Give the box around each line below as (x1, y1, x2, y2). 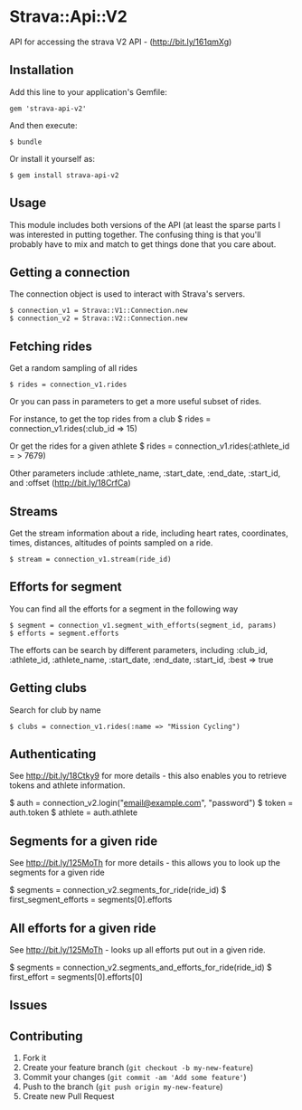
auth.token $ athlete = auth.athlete (9, 807, 138, 818)
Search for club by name (9, 704, 101, 716)
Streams (9, 504, 59, 519)
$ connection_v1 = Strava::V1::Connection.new (9, 306, 188, 316)
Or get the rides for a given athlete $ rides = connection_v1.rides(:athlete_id (9, 441, 290, 451)
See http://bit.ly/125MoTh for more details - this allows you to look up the (9, 858, 280, 868)
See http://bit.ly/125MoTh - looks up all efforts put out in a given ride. (9, 944, 266, 955)
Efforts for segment (9, 579, 122, 594)
